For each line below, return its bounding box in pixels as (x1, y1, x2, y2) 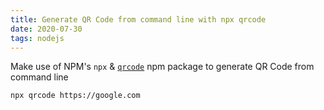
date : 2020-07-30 (10, 24, 83, 34)
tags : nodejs (10, 33, 65, 43)
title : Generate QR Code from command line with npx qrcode (10, 14, 267, 25)
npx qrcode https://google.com (10, 91, 141, 101)
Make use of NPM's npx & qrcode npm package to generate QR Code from (10, 61, 315, 73)
